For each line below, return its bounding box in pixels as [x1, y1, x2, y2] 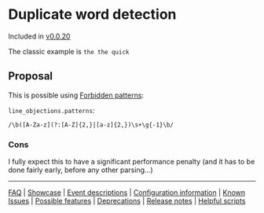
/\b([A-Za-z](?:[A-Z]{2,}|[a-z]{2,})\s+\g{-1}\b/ [8, 120, 174, 129]
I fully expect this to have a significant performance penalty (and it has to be [8, 157, 255, 167]
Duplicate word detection [8, 6, 177, 24]
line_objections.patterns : [8, 105, 95, 115]
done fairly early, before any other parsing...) [8, 165, 153, 174]
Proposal [8, 69, 53, 83]
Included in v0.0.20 [8, 31, 71, 41]
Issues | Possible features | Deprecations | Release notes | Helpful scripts [8, 196, 246, 206]
